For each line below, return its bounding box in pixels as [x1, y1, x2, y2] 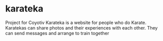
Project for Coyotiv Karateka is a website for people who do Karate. [5, 19, 147, 25]
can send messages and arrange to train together [5, 30, 110, 36]
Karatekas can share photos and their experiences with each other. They [5, 24, 158, 30]
